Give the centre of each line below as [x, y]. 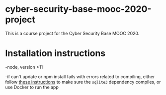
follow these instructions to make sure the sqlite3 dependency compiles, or [83, 82]
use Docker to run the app [32, 87]
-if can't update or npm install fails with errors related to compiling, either [80, 76]
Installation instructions [55, 53]
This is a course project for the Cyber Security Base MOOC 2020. [72, 33]
